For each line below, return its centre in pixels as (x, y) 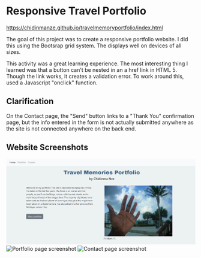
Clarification (30, 101)
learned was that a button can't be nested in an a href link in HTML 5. (91, 69)
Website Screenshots (47, 148)
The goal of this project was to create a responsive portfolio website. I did (97, 39)
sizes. (13, 51)
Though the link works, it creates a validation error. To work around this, (95, 76)
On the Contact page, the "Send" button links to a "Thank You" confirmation (100, 116)
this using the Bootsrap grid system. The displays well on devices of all (94, 45)
